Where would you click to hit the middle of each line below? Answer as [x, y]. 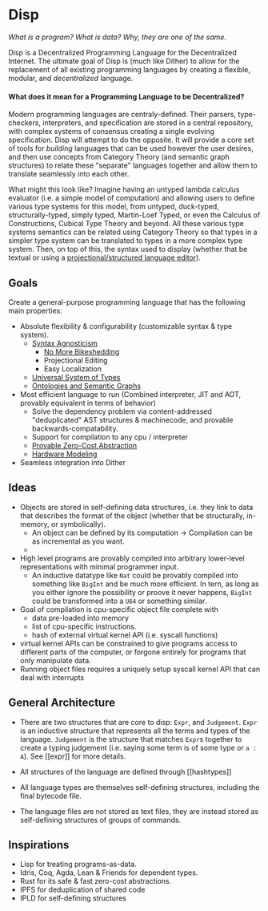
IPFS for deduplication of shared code [82, 890]
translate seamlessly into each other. [69, 174]
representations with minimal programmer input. [99, 566]
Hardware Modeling [64, 454]
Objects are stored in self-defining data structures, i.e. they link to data [136, 507]
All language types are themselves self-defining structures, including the [140, 787]
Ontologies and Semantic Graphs [86, 386]
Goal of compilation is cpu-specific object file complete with [119, 609]
